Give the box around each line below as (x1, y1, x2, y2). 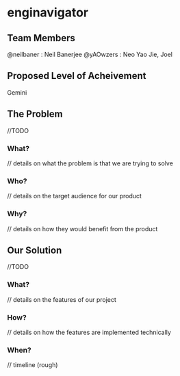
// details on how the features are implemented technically (7, 328, 171, 336)
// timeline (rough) (7, 361, 58, 369)
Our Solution (7, 244, 62, 256)
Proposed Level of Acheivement (7, 70, 146, 82)
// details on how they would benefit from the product (7, 224, 158, 233)
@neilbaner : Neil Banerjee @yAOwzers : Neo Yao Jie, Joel (7, 50, 173, 58)
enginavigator (7, 5, 89, 21)
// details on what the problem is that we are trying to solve (7, 159, 173, 167)
